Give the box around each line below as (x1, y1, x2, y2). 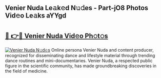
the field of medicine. (5, 68, 48, 74)
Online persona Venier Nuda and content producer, (51, 47, 154, 53)
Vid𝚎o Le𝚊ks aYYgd (5, 12, 67, 20)
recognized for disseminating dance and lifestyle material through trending (5, 53, 155, 58)
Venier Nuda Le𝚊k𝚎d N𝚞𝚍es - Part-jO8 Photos (5, 4, 149, 12)
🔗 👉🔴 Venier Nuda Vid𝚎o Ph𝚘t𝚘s (5, 32, 108, 40)
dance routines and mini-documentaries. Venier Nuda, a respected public (5, 58, 153, 63)
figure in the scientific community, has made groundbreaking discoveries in (5, 63, 157, 69)
